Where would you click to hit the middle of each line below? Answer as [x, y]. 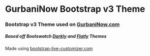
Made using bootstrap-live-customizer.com [49, 49]
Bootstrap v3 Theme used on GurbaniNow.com [62, 25]
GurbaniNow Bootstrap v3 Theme [75, 9]
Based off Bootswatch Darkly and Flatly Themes [56, 36]
